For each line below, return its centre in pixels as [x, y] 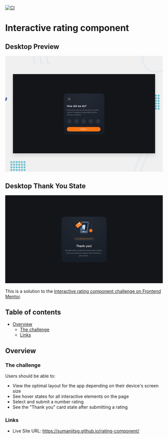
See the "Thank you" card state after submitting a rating [70, 407]
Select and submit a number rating [48, 402]
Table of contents [33, 312]
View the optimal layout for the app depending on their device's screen [85, 386]
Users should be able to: [30, 376]
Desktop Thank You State [45, 186]
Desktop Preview [32, 46]
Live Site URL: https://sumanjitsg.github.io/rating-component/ [76, 431]
